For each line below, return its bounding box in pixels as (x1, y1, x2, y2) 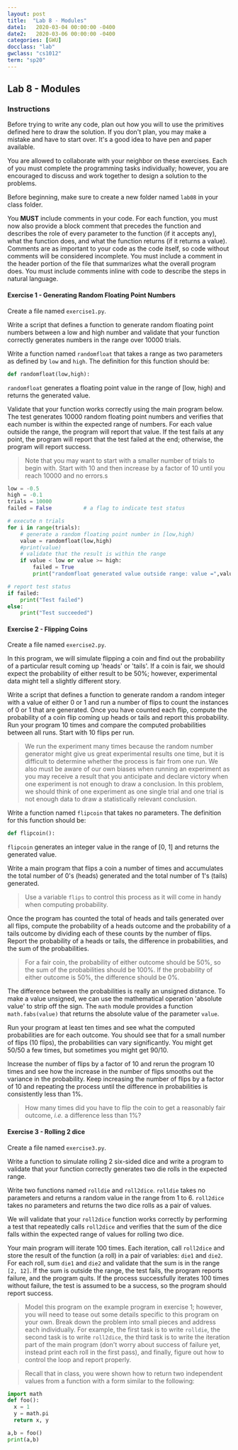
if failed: (7, 590, 40, 597)
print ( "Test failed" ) (20, 596, 84, 603)
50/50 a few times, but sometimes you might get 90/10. (7, 1046, 169, 1055)
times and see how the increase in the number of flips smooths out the (7, 1067, 214, 1076)
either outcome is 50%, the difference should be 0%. (24, 973, 180, 982)
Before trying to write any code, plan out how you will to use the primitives (7, 120, 225, 128)
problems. (7, 179, 37, 188)
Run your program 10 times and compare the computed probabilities (7, 721, 207, 730)
